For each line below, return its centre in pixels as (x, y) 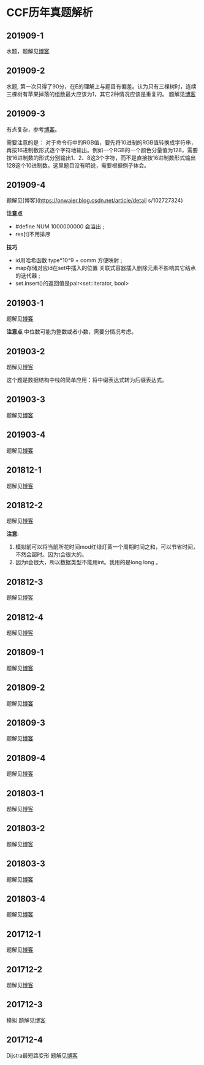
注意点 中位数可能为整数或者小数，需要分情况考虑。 (71, 331)
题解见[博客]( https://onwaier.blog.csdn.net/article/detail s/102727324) (95, 201)
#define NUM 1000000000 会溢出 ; (60, 227)
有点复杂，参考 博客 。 (33, 129)
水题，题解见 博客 (28, 51)
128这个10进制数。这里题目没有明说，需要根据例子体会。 (78, 165)
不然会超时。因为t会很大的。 (51, 555)
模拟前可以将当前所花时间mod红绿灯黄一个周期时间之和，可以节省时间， (107, 547)
